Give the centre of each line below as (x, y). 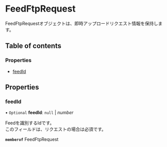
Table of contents (33, 46)
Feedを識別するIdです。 (30, 123)
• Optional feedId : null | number (39, 113)
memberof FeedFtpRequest (32, 139)
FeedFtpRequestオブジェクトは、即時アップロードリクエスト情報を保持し (82, 23)
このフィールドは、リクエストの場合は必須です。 (56, 129)
